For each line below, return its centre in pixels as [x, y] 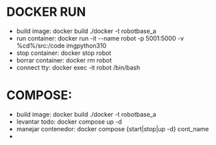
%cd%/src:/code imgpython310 [61, 45]
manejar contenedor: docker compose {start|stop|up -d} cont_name [112, 129]
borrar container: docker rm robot [64, 60]
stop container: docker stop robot [64, 53]
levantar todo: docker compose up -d [69, 122]
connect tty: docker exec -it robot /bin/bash [78, 67]
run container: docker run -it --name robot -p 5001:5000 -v [100, 38]
